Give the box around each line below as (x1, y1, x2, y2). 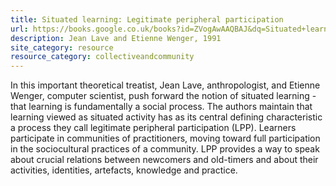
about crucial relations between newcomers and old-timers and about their (10, 154, 319, 166)
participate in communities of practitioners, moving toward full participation (10, 132, 321, 145)
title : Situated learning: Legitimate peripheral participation (10, 14, 284, 25)
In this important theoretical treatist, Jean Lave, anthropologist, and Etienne (10, 79, 321, 91)
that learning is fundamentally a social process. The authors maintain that (10, 101, 313, 113)
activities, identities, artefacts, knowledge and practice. (10, 164, 238, 176)
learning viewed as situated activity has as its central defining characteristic (10, 111, 323, 123)
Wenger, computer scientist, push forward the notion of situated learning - (10, 90, 317, 102)
